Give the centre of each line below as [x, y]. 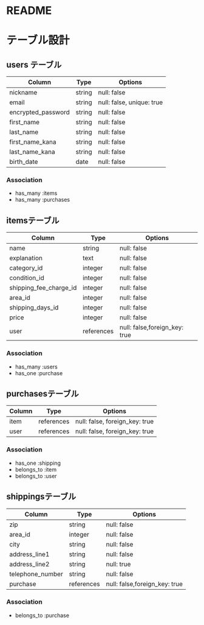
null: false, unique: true [130, 102]
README [29, 11]
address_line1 [29, 554]
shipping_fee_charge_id [43, 288]
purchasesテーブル [42, 394]
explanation [26, 258]
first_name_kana [33, 142]
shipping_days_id [34, 308]
